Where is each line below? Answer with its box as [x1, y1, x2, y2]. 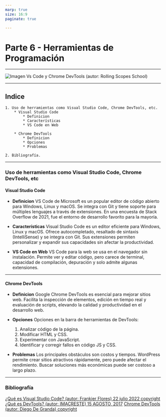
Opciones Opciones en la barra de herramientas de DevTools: [12, 317, 139, 323]
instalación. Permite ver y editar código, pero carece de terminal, [12, 254, 145, 260]
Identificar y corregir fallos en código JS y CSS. [19, 342, 117, 348]
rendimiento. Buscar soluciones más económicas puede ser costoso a [12, 362, 156, 368]
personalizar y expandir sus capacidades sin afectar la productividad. [12, 239, 154, 245]
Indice [5, 92, 25, 101]
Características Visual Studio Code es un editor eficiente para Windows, [12, 224, 161, 229]
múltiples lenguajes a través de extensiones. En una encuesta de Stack [12, 209, 157, 215]
